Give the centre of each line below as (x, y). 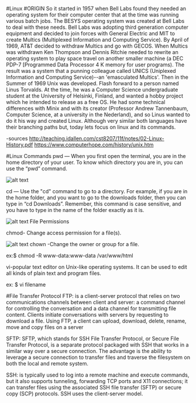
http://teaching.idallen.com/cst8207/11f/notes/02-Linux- (97, 138)
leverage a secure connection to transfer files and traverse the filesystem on (98, 357)
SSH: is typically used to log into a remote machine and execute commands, (98, 375)
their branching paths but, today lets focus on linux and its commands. (91, 127)
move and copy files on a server (45, 327)
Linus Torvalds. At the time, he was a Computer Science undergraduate (92, 90)
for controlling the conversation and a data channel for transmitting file (91, 308)
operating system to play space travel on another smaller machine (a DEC (95, 58)
